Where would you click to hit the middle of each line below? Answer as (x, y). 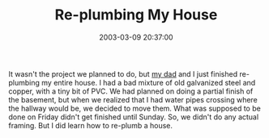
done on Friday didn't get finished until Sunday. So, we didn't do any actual (134, 117)
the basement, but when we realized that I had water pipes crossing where (133, 99)
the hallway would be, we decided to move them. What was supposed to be (134, 108)
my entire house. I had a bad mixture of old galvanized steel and (149, 82)
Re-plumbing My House (136, 15)
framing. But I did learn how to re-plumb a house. (90, 125)
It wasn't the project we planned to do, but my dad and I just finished (123, 73)
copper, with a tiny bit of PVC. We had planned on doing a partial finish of (131, 91)
